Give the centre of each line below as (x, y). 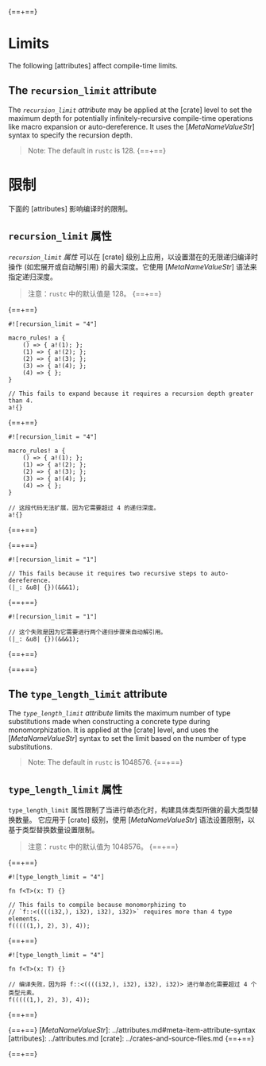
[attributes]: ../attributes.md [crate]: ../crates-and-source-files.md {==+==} (131, 1039)
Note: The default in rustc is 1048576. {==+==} (105, 762)
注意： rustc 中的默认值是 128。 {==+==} (94, 293)
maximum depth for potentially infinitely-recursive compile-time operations (131, 118)
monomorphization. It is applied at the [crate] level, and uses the (114, 730)
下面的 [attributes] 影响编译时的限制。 (70, 208)
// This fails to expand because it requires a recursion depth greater (131, 393)
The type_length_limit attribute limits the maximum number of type (120, 713)
